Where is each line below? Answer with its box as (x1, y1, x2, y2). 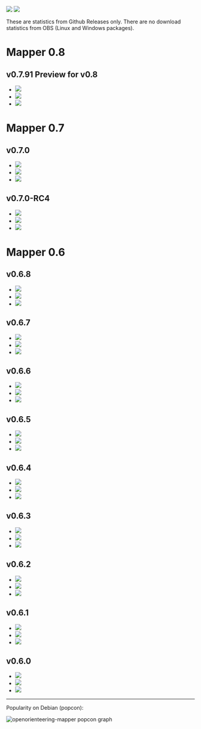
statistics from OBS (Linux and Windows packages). (6, 25, 135, 31)
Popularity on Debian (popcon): (6, 704, 84, 712)
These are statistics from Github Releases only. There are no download (6, 18, 181, 25)
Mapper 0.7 (6, 121, 65, 135)
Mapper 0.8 (6, 46, 66, 59)
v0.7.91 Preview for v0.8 (6, 69, 98, 79)
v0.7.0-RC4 (6, 193, 50, 204)
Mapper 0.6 (6, 246, 66, 259)
